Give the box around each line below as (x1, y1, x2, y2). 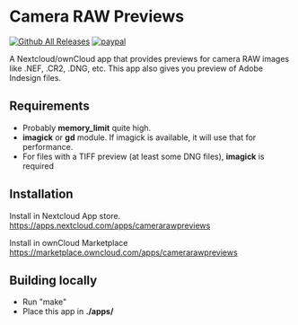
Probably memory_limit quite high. (22, 122, 152, 133)
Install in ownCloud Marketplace (9, 237, 128, 248)
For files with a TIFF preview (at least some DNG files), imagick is (22, 151, 265, 162)
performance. (22, 141, 74, 152)
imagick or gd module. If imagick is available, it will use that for (22, 132, 257, 143)
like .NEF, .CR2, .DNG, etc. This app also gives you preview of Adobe (9, 63, 263, 74)
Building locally (9, 272, 98, 288)
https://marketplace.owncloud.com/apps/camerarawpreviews (9, 247, 238, 258)
